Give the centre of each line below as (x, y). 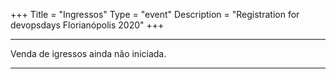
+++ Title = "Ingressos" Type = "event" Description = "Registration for (155, 14)
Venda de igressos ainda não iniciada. (88, 53)
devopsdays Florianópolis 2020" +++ (87, 25)
